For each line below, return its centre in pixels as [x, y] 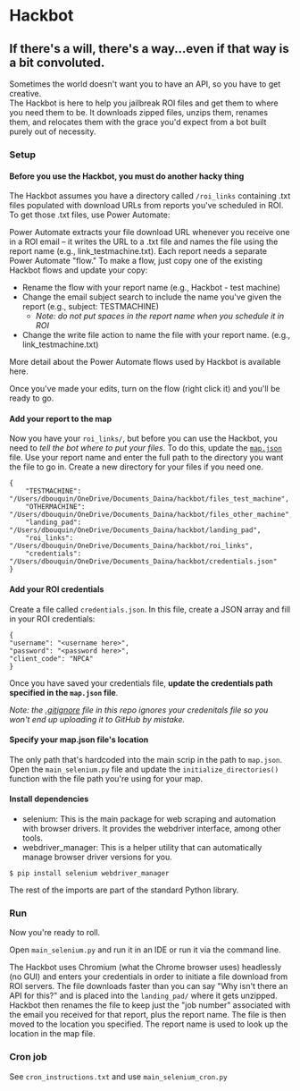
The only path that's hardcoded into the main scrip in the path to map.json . [146, 759]
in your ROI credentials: [52, 619]
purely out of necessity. [53, 131]
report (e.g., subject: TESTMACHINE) [90, 307]
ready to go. [32, 398]
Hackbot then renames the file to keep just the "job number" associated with [150, 1005]
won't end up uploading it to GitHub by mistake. [97, 719]
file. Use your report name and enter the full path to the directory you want [146, 458]
